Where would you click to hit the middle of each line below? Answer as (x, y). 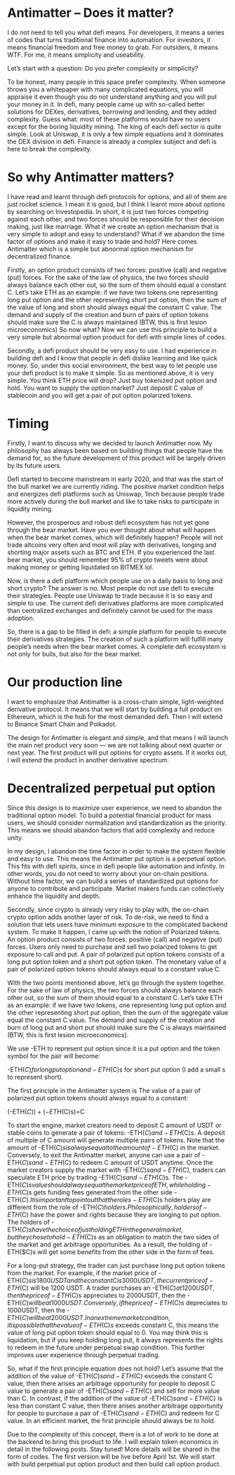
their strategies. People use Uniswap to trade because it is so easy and (110, 595)
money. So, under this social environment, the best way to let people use (112, 365)
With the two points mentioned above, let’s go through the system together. (116, 983)
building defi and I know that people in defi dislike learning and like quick (112, 358)
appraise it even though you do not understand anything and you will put (112, 97)
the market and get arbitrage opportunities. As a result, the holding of (108, 1244)
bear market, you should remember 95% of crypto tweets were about (108, 560)
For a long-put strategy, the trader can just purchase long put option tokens (116, 1265)
